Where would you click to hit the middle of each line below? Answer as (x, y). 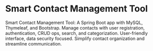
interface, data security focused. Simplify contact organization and (75, 38)
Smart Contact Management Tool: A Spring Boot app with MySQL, (74, 22)
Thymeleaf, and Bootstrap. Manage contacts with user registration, (75, 27)
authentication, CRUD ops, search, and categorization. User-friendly (76, 33)
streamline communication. (34, 43)
